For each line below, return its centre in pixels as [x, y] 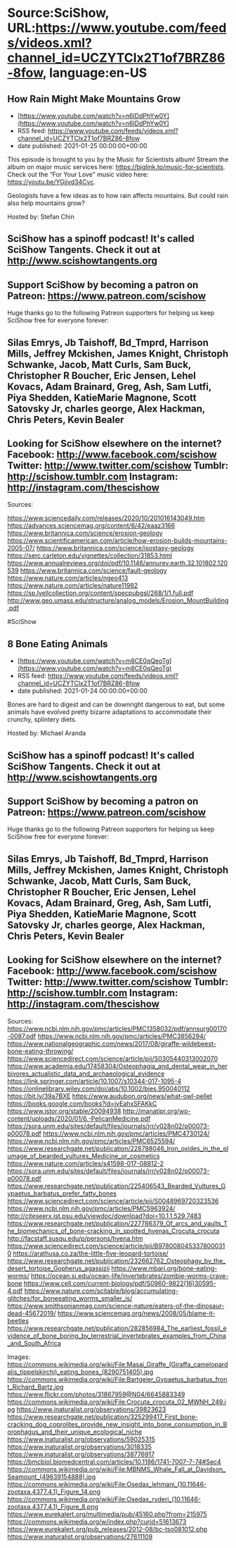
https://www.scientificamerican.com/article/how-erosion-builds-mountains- [117, 541]
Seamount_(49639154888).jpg [52, 1476]
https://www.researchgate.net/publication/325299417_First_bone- [103, 1417]
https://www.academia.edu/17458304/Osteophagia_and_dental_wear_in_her [118, 1066]
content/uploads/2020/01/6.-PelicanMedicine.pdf [79, 1118]
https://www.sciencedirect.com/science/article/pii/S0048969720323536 [113, 1200]
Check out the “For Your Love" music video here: [78, 174]
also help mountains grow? [46, 203]
